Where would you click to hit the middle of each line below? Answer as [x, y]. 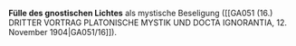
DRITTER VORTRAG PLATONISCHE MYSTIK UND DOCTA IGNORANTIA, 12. [148, 23]
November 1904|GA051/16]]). [62, 32]
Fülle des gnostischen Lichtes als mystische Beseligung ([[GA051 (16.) [141, 13]
